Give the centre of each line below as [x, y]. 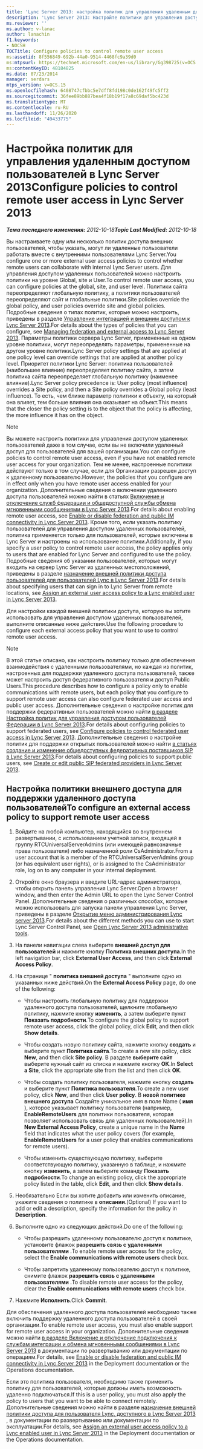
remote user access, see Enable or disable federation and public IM [90, 516]
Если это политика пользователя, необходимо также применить [90, 1382]
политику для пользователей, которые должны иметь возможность [94, 1388]
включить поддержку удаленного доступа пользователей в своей [92, 1318]
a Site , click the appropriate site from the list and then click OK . [103, 1070]
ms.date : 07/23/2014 [32, 74]
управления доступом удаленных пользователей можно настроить [94, 274]
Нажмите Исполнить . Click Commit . [61, 1300]
